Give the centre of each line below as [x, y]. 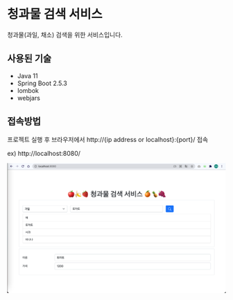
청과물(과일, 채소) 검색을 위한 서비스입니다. [65, 35]
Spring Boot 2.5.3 [42, 83]
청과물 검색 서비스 [55, 14]
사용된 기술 [29, 59]
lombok [28, 90]
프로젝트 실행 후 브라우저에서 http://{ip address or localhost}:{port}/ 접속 [108, 139]
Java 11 [27, 76]
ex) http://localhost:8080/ [44, 153]
